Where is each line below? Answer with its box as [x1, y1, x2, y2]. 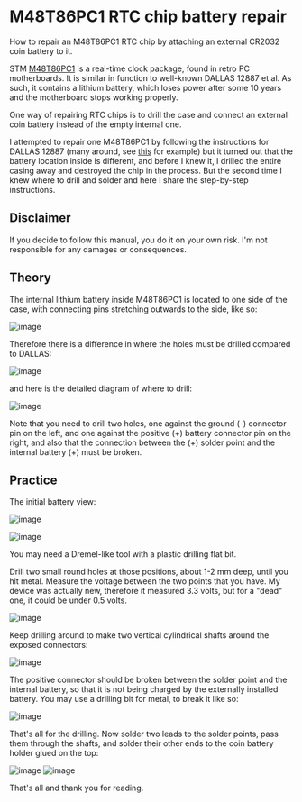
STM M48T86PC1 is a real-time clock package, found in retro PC [9, 63, 251, 74]
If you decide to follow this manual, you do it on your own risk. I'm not [9, 234, 268, 245]
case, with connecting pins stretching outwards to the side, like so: [9, 304, 258, 314]
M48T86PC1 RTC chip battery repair [9, 6, 287, 27]
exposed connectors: [9, 640, 88, 651]
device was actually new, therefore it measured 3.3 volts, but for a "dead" [9, 586, 283, 597]
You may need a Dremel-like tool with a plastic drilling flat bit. [9, 549, 237, 560]
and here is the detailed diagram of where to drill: [9, 383, 192, 394]
